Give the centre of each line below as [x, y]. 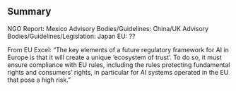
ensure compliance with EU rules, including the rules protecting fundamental [119, 65]
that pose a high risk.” [39, 80]
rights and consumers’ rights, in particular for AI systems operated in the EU [118, 72]
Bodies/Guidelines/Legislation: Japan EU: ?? [71, 36]
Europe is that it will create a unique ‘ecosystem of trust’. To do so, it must [114, 57]
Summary [29, 12]
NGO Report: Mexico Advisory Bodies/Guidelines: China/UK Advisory [108, 28]
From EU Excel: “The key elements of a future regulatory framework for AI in [118, 49]
